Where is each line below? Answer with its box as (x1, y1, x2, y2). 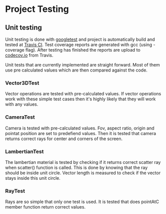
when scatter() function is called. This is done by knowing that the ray (5, 164, 148, 170)
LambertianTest (5, 148, 44, 155)
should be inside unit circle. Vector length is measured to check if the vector (5, 170, 161, 176)
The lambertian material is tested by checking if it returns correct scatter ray (5, 159, 161, 165)
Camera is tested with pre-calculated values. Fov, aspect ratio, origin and (5, 125, 155, 131)
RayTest (5, 187, 25, 194)
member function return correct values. (5, 204, 86, 210)
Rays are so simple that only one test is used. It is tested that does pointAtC (5, 199, 160, 205)
